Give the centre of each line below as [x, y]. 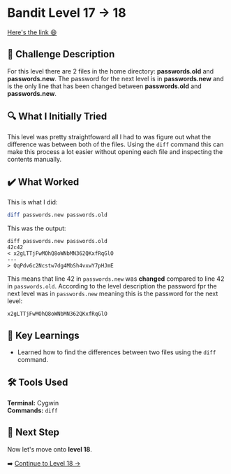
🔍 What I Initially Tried [57, 117]
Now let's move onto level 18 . [50, 449]
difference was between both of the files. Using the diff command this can [115, 144]
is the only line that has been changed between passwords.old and [105, 86]
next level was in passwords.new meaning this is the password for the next [113, 294]
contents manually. [34, 159]
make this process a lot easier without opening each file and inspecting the [115, 151]
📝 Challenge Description [61, 54]
